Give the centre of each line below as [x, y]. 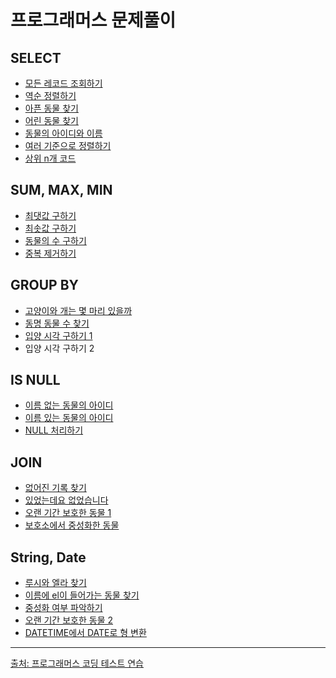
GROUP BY [44, 285]
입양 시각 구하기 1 [58, 335]
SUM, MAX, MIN [61, 190]
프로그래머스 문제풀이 [93, 20]
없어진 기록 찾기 [55, 488]
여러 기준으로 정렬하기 [68, 145]
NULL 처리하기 [54, 430]
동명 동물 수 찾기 [57, 323]
